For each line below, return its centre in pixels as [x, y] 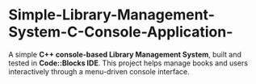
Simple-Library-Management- [112, 15]
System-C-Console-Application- [121, 32]
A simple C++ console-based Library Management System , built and [125, 54]
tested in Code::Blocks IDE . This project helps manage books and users [128, 63]
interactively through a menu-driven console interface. [99, 71]
